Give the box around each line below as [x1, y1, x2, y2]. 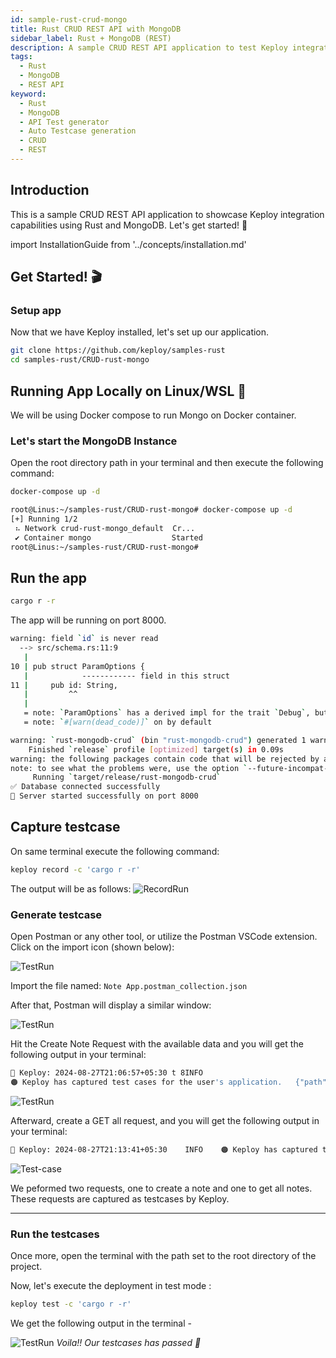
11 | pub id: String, [10, 680, 118, 690]
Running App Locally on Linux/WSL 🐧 [10, 382, 247, 400]
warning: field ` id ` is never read [10, 634, 159, 644]
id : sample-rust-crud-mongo [10, 14, 128, 25]
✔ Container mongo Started [14, 532, 203, 543]
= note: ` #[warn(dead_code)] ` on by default [23, 717, 213, 728]
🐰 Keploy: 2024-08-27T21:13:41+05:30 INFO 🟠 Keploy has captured [10, 1144, 318, 1155]
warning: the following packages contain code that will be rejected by [10, 754, 320, 764]
